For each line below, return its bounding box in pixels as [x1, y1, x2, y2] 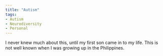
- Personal [5, 26, 28, 31]
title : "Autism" [5, 7, 39, 12]
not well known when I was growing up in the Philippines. [5, 45, 125, 51]
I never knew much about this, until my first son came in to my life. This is [5, 39, 158, 45]
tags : [5, 12, 17, 17]
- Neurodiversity [5, 21, 42, 26]
